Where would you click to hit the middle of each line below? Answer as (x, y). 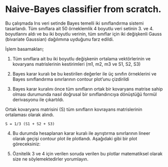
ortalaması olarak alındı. (30, 115)
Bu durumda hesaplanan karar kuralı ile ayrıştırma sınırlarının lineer (81, 133)
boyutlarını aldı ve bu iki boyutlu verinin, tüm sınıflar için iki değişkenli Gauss (83, 34)
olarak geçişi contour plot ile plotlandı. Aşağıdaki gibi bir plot (75, 138)
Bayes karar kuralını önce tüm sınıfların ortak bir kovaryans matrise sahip (88, 89)
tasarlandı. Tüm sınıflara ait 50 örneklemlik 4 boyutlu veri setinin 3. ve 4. (79, 28)
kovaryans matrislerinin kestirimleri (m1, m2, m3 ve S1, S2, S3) (76, 64)
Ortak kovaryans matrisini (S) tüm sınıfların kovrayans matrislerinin (74, 109)
